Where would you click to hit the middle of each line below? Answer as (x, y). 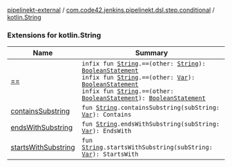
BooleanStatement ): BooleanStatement (144, 98)
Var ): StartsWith (110, 154)
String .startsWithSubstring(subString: (147, 147)
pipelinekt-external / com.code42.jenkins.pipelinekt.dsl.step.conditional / (111, 10)
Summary (152, 53)
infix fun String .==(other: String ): (144, 64)
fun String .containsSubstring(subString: (151, 108)
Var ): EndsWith (107, 131)
